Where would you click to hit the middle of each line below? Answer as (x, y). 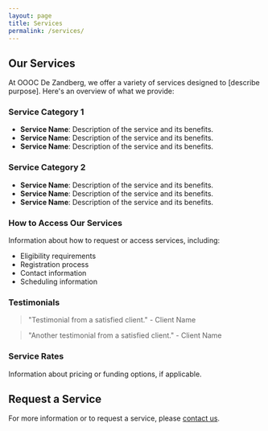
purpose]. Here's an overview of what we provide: (91, 91)
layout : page (30, 16)
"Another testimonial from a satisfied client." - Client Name (125, 335)
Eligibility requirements (58, 256)
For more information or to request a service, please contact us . (114, 418)
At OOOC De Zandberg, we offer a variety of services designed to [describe (134, 83)
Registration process (54, 265)
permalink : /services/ (46, 31)
